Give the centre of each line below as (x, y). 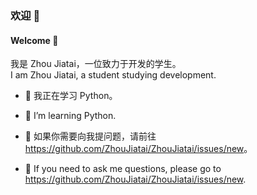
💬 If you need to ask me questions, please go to (123, 169)
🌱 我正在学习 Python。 (71, 96)
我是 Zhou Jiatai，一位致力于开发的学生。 (96, 64)
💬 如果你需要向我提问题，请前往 (90, 136)
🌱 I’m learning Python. (70, 116)
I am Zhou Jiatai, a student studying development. (113, 75)
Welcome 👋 (34, 40)
